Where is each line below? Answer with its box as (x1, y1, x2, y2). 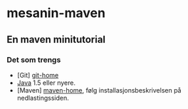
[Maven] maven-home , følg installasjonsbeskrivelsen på (16, 85, 182, 94)
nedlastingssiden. (16, 93, 69, 102)
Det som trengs (6, 55, 61, 65)
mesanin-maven (6, 5, 106, 21)
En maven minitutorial (6, 33, 106, 46)
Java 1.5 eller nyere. (16, 78, 76, 87)
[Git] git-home (16, 71, 59, 79)
